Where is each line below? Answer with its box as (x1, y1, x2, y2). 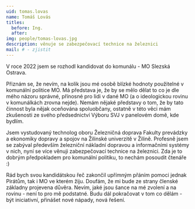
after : (11, 30, 28, 36)
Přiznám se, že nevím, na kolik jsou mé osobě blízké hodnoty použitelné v (6, 80, 184, 87)
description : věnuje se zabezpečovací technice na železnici (6, 42, 159, 47)
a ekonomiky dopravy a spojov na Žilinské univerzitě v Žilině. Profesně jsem (6, 135, 189, 142)
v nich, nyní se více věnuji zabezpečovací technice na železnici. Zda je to (6, 148, 183, 155)
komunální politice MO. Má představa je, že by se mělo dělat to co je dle (6, 86, 180, 94)
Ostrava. (6, 68, 27, 76)
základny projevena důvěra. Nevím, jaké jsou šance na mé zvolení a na (6, 184, 177, 191)
